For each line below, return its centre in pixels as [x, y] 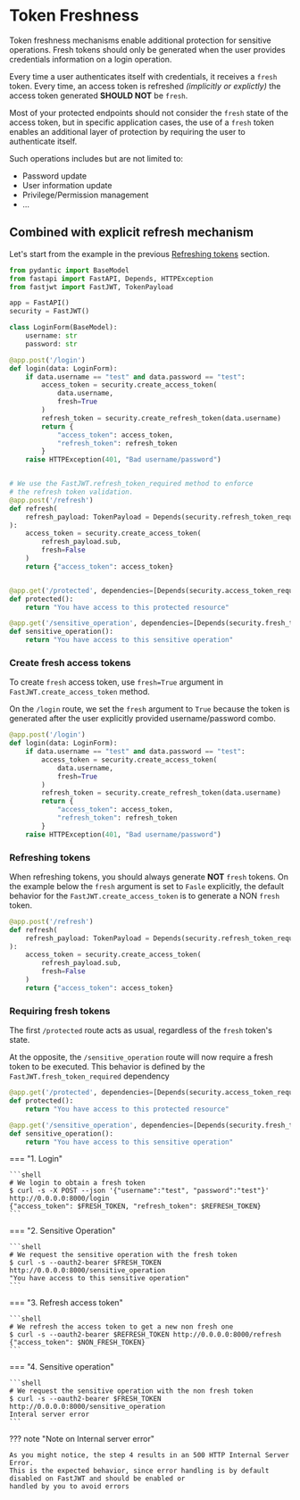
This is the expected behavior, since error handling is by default [139, 1471]
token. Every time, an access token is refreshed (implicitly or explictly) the [145, 86]
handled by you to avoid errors [69, 1487]
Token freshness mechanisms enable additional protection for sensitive [140, 40]
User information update [67, 185]
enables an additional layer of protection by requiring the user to [127, 131]
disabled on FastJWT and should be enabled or [97, 1479]
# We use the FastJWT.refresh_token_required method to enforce [131, 484]
